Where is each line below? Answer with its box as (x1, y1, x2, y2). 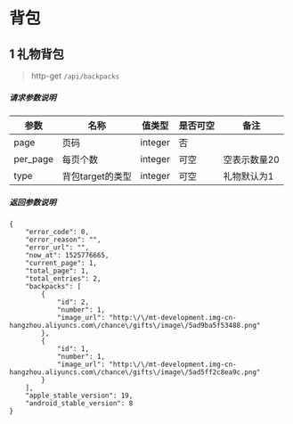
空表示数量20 (223, 153, 281, 166)
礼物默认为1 (223, 170, 274, 183)
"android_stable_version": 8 (25, 398, 134, 408)
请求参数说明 (9, 92, 56, 102)
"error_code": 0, (25, 227, 90, 236)
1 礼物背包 (9, 46, 65, 61)
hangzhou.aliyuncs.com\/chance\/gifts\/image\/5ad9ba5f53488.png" (9, 321, 261, 330)
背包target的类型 (61, 170, 132, 183)
